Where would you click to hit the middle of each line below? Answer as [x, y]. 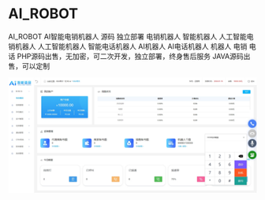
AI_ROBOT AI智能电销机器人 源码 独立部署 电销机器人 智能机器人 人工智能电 [131, 36]
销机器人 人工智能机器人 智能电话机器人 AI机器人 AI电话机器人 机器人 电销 [128, 46]
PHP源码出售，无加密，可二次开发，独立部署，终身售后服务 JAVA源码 [130, 56]
